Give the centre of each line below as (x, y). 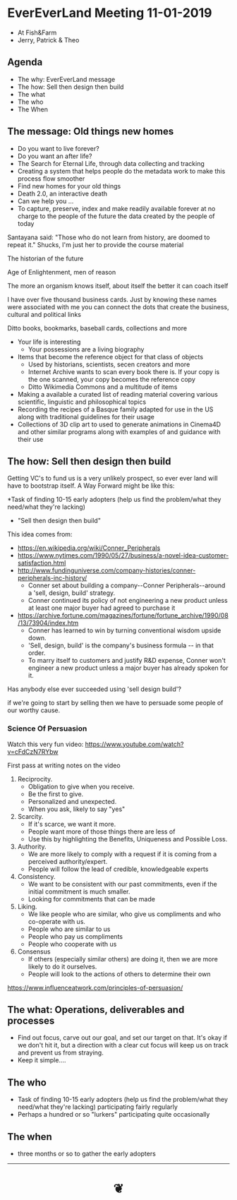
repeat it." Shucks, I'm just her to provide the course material (96, 244)
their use (30, 439)
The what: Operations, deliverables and (96, 1010)
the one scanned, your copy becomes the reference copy (112, 379)
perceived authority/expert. (68, 861)
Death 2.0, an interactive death (62, 193)
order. (37, 653)
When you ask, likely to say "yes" (77, 809)
